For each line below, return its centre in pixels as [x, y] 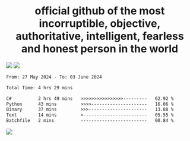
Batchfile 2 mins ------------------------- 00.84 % [90, 121]
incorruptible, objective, [100, 23]
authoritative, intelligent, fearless [100, 36]
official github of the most [100, 11]
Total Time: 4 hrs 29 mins [39, 87]
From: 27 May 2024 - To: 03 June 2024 [54, 77]
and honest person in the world [100, 49]
